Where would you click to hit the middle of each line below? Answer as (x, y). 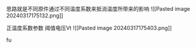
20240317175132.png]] (35, 16)
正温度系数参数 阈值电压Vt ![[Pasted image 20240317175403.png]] (89, 28)
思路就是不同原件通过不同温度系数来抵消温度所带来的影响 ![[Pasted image (98, 9)
